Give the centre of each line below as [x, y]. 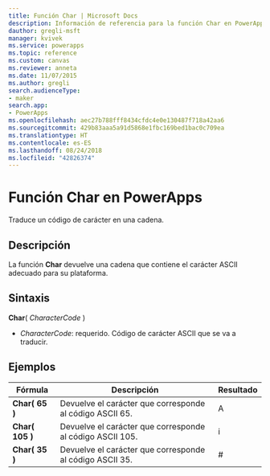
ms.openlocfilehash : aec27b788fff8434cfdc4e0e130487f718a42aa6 [117, 121]
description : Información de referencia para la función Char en [120, 23]
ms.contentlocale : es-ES [50, 143]
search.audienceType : [45, 90]
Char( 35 [30, 449]
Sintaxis [29, 298]
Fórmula [32, 389]
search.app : [28, 105]
